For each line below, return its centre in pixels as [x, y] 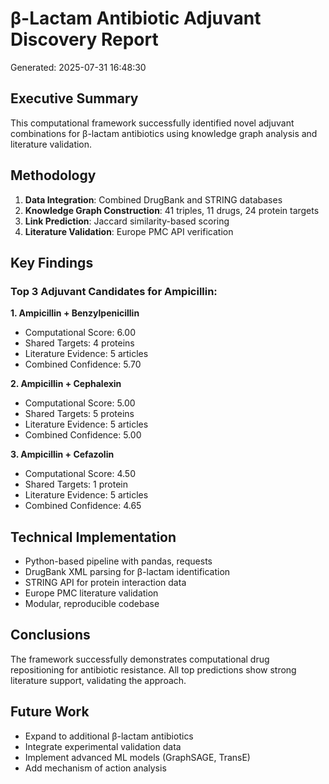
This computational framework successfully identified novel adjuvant [152, 123]
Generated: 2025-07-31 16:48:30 [78, 67]
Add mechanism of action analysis [95, 768]
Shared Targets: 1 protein [76, 484]
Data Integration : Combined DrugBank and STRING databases [153, 199]
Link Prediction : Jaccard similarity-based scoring [127, 221]
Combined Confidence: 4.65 [83, 506]
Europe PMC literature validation [91, 593]
